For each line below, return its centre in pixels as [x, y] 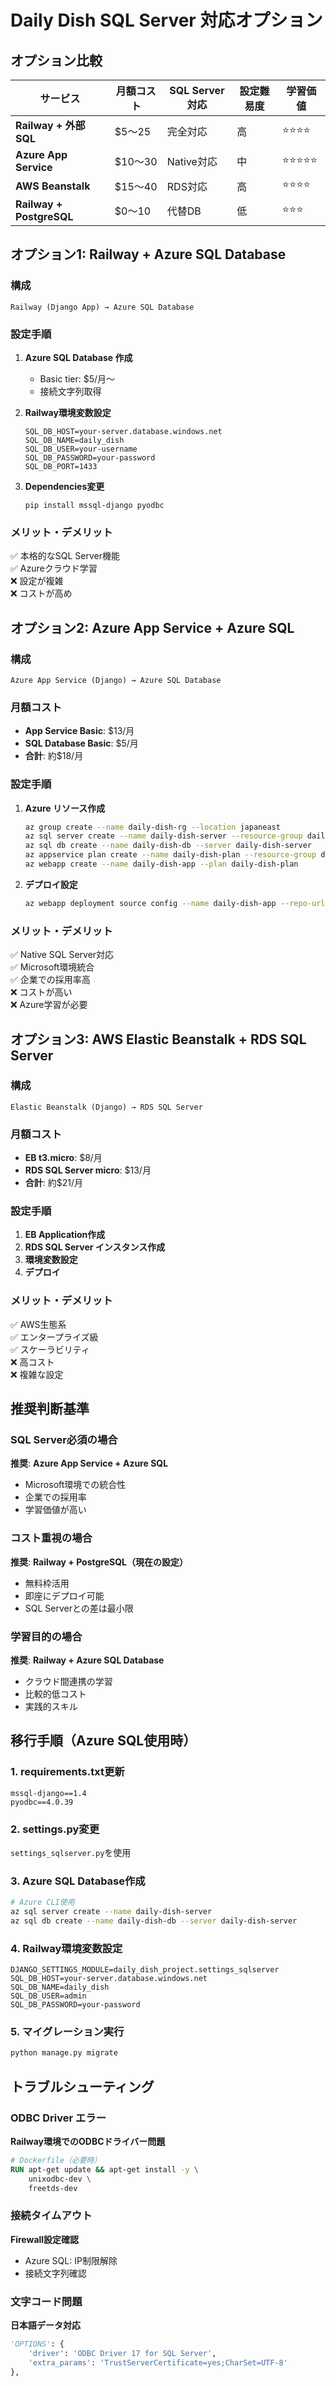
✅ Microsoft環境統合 [52, 967]
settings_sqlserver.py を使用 [71, 1852]
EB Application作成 [65, 1235]
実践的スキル [51, 1706]
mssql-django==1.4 [48, 1793]
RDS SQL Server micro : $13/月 [88, 1170]
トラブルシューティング [82, 2086]
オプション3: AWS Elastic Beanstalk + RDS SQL [158, 1039]
